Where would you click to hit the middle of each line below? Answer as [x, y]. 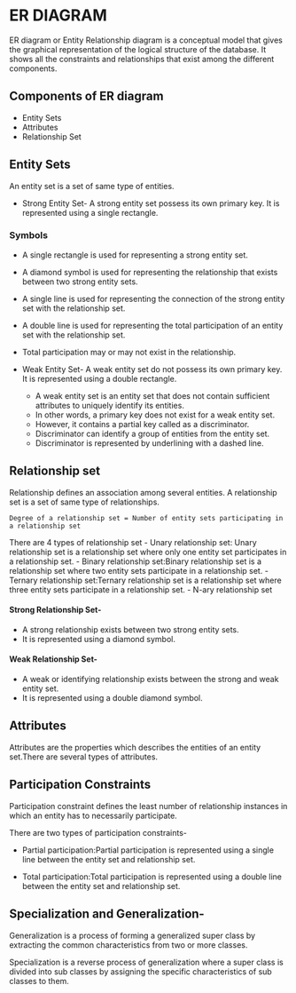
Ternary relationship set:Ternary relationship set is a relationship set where [145, 580]
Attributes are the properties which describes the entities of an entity [135, 747]
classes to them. [39, 981]
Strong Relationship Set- [55, 610]
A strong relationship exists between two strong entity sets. [130, 629]
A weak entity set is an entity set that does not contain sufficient [152, 395]
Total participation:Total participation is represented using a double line [152, 877]
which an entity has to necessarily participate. [93, 815]
